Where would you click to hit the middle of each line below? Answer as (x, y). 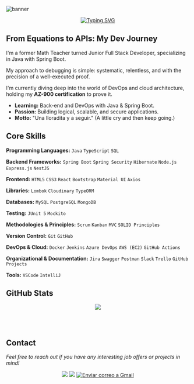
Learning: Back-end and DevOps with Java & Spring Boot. (84, 105)
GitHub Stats (30, 293)
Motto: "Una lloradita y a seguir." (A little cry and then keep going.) (95, 117)
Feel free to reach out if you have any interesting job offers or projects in (93, 357)
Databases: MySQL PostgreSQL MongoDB (51, 202)
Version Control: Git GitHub (40, 236)
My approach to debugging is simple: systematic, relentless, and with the (94, 70)
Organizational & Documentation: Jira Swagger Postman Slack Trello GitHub (97, 258)
